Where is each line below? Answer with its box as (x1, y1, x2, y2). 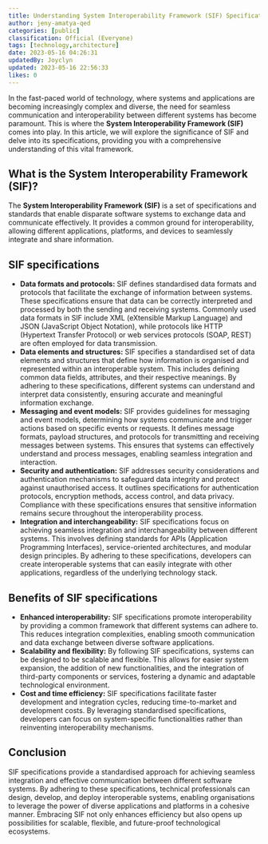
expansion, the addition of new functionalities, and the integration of (19, 663, 245, 673)
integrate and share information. (8, 235, 114, 245)
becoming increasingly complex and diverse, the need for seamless (8, 102, 231, 111)
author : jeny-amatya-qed (8, 19, 91, 27)
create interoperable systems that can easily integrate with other (19, 559, 233, 569)
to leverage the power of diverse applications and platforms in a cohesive (8, 801, 250, 810)
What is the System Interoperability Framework (8, 167, 249, 181)
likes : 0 (8, 71, 37, 79)
